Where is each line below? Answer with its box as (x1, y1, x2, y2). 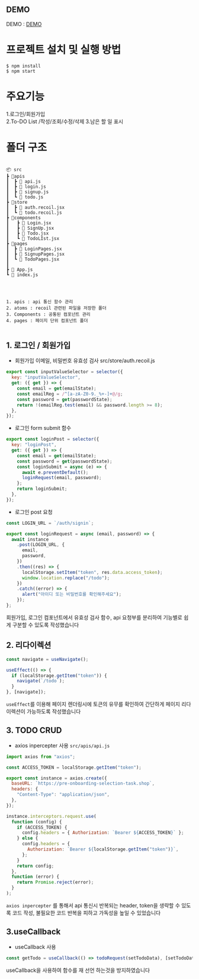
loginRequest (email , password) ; (21, 475, 102, 481)
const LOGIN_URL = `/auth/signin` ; (6, 520, 94, 526)
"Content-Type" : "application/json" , (17, 792, 110, 798)
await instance (11, 536, 49, 543)
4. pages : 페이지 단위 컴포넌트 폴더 (6, 317, 88, 323)
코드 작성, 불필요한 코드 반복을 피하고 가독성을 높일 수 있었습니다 (12, 909, 161, 916)
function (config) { (11, 818, 62, 825)
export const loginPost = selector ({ (6, 436, 99, 442)
